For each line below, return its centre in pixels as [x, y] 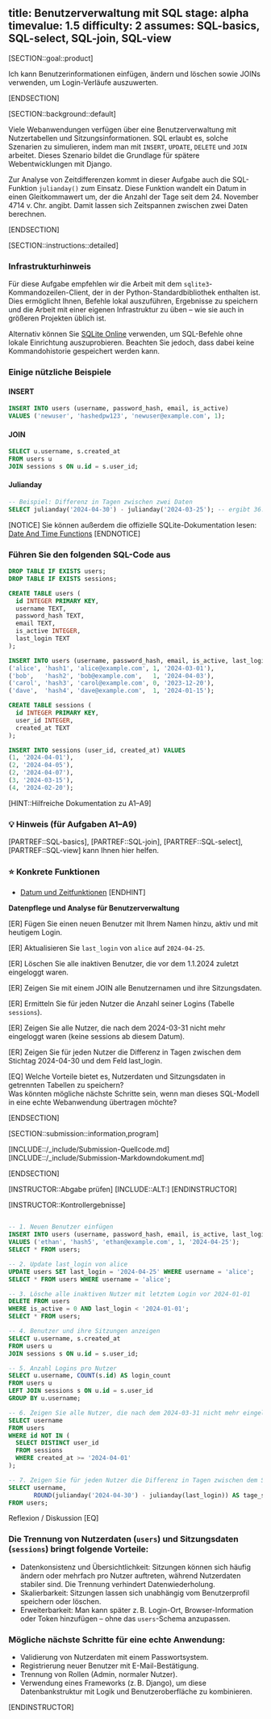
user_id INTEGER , [45, 720]
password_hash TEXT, [50, 616]
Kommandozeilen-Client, [50, 293]
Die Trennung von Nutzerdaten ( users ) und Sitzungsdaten [124, 1539]
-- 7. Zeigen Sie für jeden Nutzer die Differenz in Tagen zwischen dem [133, 1480]
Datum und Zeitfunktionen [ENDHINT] [83, 893]
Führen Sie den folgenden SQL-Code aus [90, 554]
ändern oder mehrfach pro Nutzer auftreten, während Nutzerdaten [130, 1575]
